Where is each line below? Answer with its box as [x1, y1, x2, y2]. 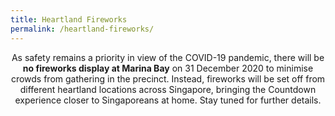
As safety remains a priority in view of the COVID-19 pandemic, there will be [11, 51, 325, 63]
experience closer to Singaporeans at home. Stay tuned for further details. [14, 94, 322, 106]
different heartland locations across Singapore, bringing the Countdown [19, 83, 317, 95]
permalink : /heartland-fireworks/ [10, 24, 155, 34]
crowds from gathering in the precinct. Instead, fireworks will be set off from [10, 72, 326, 85]
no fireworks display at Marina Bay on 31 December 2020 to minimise [22, 62, 314, 74]
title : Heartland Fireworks [10, 14, 128, 25]
